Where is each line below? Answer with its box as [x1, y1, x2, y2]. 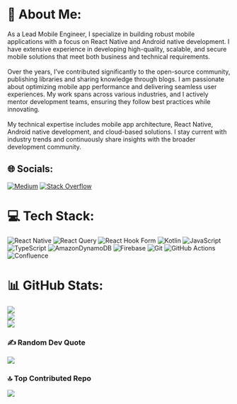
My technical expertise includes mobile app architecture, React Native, [7, 120, 214, 128]
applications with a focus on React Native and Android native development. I [7, 37, 230, 45]
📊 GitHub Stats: [7, 277, 104, 293]
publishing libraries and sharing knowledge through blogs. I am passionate [7, 74, 225, 83]
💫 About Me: [7, 6, 82, 23]
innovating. [7, 105, 40, 113]
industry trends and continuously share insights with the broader [7, 134, 196, 144]
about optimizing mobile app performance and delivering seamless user [7, 82, 217, 91]
